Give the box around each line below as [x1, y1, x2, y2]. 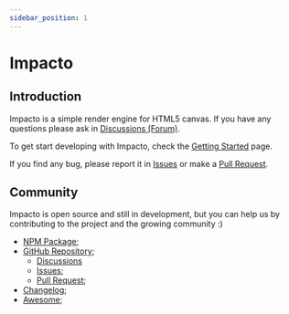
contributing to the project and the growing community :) [9, 218, 224, 229]
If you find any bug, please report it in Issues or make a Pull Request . [9, 158, 269, 169]
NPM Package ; [22, 236, 80, 247]
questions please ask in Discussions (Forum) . [9, 122, 180, 133]
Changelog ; [22, 285, 67, 296]
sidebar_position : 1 [9, 13, 89, 23]
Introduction [9, 89, 82, 105]
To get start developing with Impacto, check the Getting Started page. [9, 141, 273, 152]
